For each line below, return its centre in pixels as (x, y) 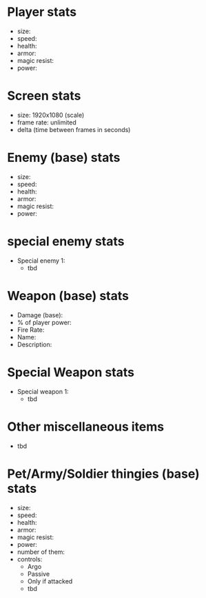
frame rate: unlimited (47, 122)
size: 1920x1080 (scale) (51, 115)
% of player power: (44, 322)
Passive (39, 574)
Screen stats (44, 96)
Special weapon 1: (43, 391)
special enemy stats (66, 241)
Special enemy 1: (41, 261)
